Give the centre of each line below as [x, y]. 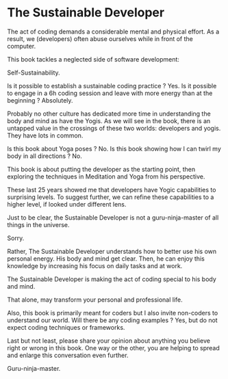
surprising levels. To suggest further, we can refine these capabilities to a [111, 197]
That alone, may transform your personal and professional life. [95, 300]
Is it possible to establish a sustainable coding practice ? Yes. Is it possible [112, 86]
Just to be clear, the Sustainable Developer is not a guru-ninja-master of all [113, 218]
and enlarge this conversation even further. [68, 355]
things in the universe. [38, 224]
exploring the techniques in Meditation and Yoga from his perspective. [106, 177]
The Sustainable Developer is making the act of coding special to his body [112, 279]
